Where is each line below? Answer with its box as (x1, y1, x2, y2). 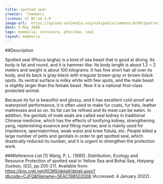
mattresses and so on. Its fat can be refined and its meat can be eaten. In (5, 107, 151, 113)
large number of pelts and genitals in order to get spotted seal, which (5, 133, 144, 138)
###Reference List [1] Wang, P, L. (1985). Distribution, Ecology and (5, 153, 138, 158)
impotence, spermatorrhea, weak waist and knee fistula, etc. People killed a (5, 128, 157, 134)
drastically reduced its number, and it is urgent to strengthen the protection (5, 138, 155, 144)
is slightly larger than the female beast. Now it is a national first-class (5, 82, 143, 88)
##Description (5, 47, 34, 53)
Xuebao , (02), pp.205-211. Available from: (5, 163, 88, 169)
